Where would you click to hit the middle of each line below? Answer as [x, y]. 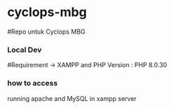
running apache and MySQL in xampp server [72, 98]
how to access [33, 83]
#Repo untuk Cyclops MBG [46, 32]
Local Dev [25, 50]
